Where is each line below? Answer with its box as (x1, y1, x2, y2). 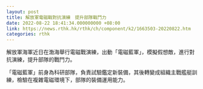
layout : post (6, 8, 39, 15)
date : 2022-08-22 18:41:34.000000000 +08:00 (6, 20, 121, 26)
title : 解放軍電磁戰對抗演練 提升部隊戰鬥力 (6, 14, 107, 20)
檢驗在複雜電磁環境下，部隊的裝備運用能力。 (16, 76, 128, 84)
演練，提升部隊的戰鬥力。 (11, 56, 76, 63)
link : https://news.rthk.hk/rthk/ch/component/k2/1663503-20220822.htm (6, 25, 191, 32)
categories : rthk (6, 31, 50, 37)
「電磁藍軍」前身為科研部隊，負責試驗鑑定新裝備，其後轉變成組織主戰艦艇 (6, 69, 192, 76)
